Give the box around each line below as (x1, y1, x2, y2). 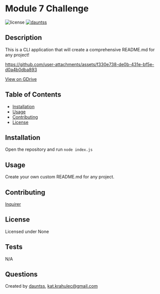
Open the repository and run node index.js (5, 146, 93, 153)
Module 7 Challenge (5, 3, 89, 14)
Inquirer (5, 201, 21, 207)
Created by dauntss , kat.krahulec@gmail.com (5, 283, 98, 289)
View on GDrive (5, 76, 37, 82)
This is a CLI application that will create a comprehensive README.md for (5, 46, 155, 52)
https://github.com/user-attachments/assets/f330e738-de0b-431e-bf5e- (5, 61, 155, 67)
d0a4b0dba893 (5, 66, 37, 72)
